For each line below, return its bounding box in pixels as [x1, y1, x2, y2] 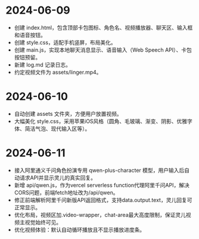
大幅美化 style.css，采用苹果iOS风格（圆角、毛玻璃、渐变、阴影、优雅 [14, 117, 188, 125]
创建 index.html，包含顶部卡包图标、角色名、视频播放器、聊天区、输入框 [14, 24, 193, 31]
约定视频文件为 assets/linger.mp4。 [14, 68, 102, 76]
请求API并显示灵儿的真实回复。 [19, 174, 97, 181]
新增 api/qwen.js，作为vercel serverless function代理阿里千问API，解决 [14, 181, 190, 188]
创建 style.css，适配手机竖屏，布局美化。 [14, 39, 117, 46]
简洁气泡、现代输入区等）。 [24, 125, 91, 132]
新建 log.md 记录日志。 [14, 61, 71, 68]
